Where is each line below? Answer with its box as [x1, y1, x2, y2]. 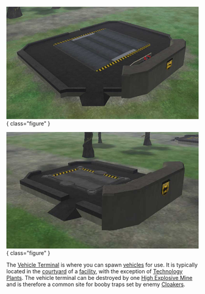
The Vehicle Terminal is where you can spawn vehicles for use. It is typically [6, 261, 198, 268]
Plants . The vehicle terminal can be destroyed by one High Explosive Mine [6, 274, 193, 281]
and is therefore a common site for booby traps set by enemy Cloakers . [6, 281, 185, 288]
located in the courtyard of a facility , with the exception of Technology [6, 267, 183, 275]
